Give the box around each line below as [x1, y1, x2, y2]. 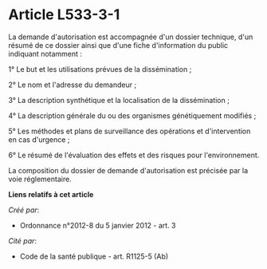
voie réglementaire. [8, 174, 72, 184]
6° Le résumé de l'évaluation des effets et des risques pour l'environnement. [8, 150, 260, 160]
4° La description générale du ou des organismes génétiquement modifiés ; [8, 110, 257, 121]
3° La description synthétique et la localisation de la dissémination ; [8, 95, 230, 105]
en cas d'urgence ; [8, 134, 70, 144]
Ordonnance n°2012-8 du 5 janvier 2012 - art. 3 [19, 220, 177, 230]
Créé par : [8, 205, 40, 215]
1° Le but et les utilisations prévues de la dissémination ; [8, 64, 192, 73]
